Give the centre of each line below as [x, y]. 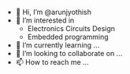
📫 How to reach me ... [52, 62]
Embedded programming [68, 37]
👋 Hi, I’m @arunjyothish [54, 12]
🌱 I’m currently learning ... [58, 45]
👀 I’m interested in [45, 20]
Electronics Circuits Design [71, 28]
